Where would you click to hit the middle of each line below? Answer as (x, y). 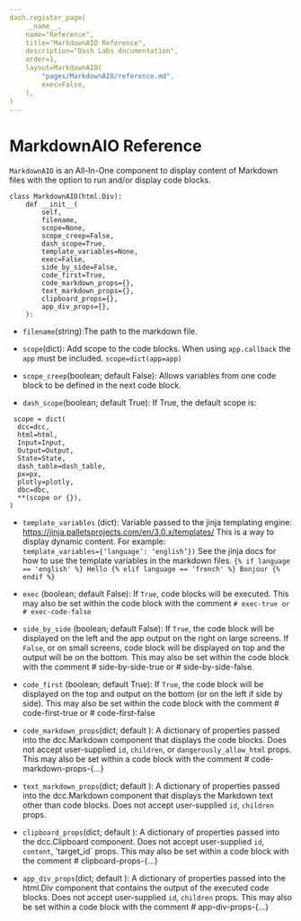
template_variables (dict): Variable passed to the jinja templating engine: (157, 523)
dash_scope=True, (74, 244)
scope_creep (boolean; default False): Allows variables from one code (149, 376)
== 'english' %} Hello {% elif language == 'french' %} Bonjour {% (151, 569)
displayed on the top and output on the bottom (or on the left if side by (152, 694)
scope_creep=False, (78, 236)
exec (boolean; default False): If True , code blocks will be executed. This (155, 594)
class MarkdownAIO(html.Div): (66, 197)
